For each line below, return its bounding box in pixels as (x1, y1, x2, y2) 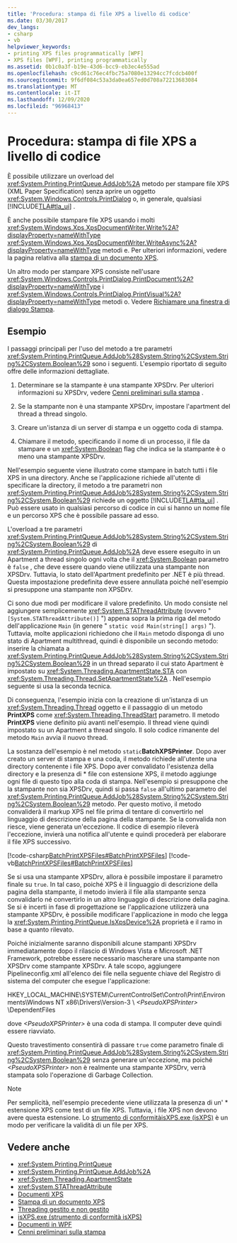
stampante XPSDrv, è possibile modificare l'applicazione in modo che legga (7, 910, 229, 919)
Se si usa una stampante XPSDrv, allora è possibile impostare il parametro (7, 872, 223, 880)
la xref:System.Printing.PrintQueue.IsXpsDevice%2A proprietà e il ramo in (7, 917, 223, 926)
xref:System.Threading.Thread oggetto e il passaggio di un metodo (7, 703, 203, 712)
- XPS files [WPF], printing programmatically (7, 57, 147, 64)
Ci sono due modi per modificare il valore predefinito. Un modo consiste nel (7, 599, 228, 607)
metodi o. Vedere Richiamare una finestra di (102, 297, 230, 306)
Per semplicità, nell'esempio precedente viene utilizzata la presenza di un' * (7, 1098, 229, 1107)
